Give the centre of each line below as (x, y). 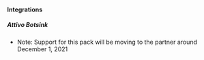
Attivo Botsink (28, 25)
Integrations (25, 9)
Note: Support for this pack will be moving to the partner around (107, 42)
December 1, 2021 (42, 49)
